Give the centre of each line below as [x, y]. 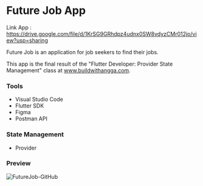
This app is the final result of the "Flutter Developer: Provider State [90, 64]
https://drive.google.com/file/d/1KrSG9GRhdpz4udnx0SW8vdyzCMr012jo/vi [101, 33]
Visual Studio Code [39, 99]
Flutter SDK [29, 106]
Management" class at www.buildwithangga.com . [68, 70]
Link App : [19, 27]
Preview [19, 164]
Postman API [31, 119]
